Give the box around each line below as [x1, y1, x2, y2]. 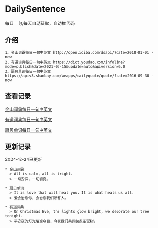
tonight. [5, 214, 23, 219]
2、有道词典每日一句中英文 [5, 60, 51, 65]
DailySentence [5, 3, 66, 15]
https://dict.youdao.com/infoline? [53, 60, 125, 65]
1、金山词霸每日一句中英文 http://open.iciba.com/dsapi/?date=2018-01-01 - [5, 50, 154, 55]
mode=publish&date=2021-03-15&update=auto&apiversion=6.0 [5, 64, 125, 69]
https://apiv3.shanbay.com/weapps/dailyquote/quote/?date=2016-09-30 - [5, 73, 154, 78]
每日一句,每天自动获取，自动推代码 [5, 20, 75, 26]
